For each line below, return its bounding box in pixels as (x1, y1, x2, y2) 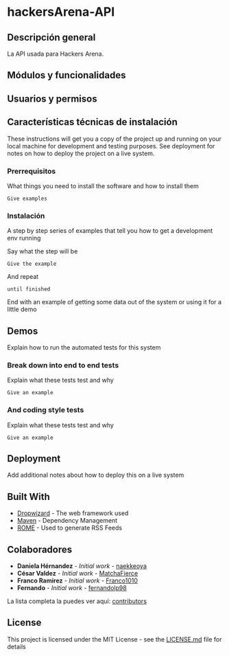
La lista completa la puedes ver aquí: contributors (7, 597, 147, 605)
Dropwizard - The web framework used (16, 509, 129, 517)
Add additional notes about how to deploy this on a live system (7, 471, 184, 479)
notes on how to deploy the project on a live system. (7, 149, 155, 157)
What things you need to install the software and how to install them (7, 181, 199, 190)
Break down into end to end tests (7, 360, 119, 370)
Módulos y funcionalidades (7, 69, 126, 81)
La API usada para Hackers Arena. (7, 49, 104, 58)
